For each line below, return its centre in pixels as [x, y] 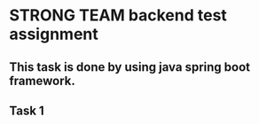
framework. [42, 81]
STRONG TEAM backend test [118, 15]
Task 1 [27, 110]
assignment [54, 34]
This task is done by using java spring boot [130, 67]
